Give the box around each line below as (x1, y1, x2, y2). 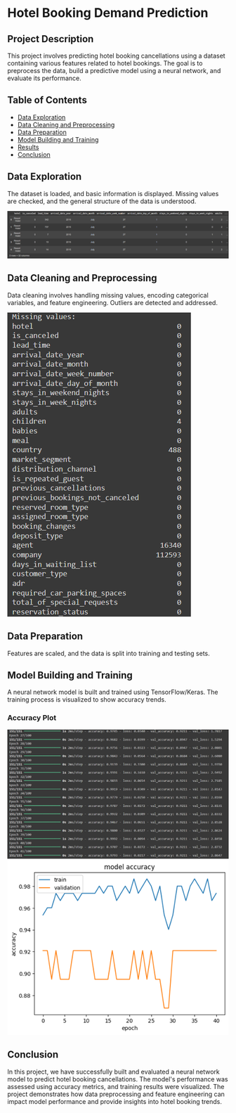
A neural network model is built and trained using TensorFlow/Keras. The (7, 688, 218, 697)
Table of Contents (7, 94, 88, 106)
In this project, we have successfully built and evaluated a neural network (7, 1067, 220, 1076)
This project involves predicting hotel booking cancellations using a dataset (7, 51, 226, 60)
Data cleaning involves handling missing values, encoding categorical (7, 290, 209, 300)
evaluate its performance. (7, 74, 82, 82)
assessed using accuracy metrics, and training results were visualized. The (7, 1082, 225, 1091)
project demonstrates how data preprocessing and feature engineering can (7, 1090, 225, 1098)
